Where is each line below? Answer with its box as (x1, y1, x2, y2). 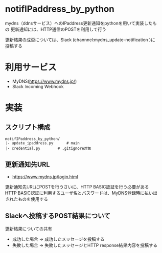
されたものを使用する (5, 196, 48, 202)
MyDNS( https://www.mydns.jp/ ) (12, 78, 77, 84)
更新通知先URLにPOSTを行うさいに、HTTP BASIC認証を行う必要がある (5, 184, 149, 189)
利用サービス (5, 62, 57, 73)
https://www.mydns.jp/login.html (12, 174, 78, 180)
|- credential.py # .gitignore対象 (5, 146, 92, 151)
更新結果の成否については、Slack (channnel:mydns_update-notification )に (5, 37, 156, 43)
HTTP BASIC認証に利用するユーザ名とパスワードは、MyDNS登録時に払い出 (5, 190, 158, 196)
